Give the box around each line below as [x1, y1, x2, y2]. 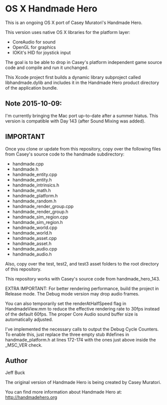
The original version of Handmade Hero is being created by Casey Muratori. [5, 379, 161, 385]
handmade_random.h [12, 198, 56, 204]
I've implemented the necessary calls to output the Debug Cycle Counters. [5, 326, 159, 332]
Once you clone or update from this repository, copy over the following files [5, 145, 161, 151]
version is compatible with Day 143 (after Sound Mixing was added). [5, 118, 146, 124]
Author [5, 356, 27, 365]
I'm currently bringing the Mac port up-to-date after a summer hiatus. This [5, 112, 158, 118]
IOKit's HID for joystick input [12, 49, 71, 55]
